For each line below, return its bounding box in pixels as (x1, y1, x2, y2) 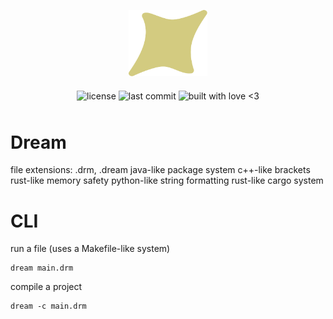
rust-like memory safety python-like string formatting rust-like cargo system (10, 175, 324, 187)
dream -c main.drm (10, 301, 87, 312)
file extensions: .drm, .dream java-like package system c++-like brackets (10, 164, 311, 176)
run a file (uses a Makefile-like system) (10, 243, 171, 255)
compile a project (10, 281, 83, 293)
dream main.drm (10, 263, 74, 274)
